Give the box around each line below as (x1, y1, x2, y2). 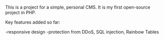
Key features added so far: (5, 19, 60, 25)
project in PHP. (5, 9, 36, 15)
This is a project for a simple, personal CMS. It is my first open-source (5, 4, 150, 10)
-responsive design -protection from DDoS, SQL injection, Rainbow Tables (5, 29, 159, 34)
